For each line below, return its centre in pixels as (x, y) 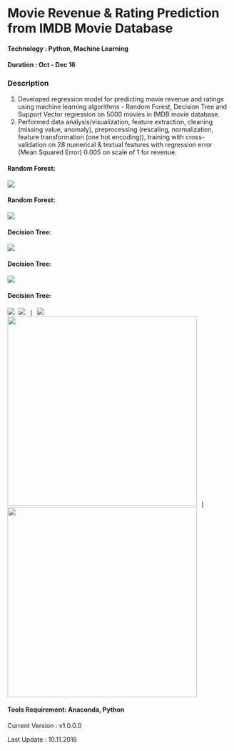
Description (28, 84)
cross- (195, 136)
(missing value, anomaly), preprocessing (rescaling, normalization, (116, 129)
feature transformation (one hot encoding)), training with (101, 136)
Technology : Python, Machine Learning (68, 49)
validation (32, 144)
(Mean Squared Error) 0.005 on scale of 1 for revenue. (97, 152)
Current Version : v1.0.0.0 (45, 725)
